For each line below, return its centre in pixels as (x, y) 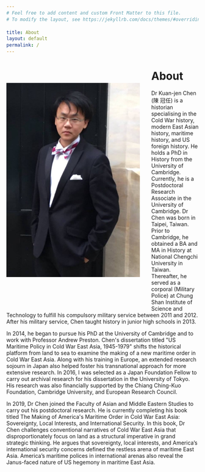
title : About (23, 32)
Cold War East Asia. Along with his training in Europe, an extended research (102, 359)
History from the (172, 159)
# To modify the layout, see (43, 19)
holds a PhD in (170, 152)
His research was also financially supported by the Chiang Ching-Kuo (94, 385)
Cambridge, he (170, 237)
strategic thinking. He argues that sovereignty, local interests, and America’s (102, 443)
